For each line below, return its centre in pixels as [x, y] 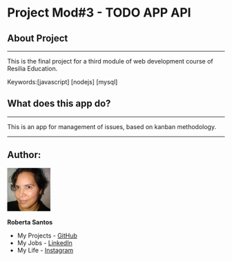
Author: [24, 155]
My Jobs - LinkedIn [45, 242]
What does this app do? [59, 104]
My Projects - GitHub [47, 235]
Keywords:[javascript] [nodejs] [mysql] [62, 82]
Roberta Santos [30, 222]
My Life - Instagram [45, 250]
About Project [38, 38]
